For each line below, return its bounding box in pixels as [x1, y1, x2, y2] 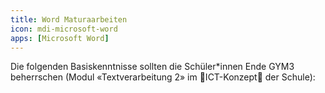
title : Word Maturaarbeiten [10, 14, 128, 25]
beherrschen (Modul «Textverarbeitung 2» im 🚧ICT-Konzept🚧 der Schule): [10, 71, 316, 83]
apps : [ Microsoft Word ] [10, 33, 110, 43]
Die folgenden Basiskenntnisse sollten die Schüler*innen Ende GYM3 [10, 61, 295, 73]
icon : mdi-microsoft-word [10, 24, 118, 34]
